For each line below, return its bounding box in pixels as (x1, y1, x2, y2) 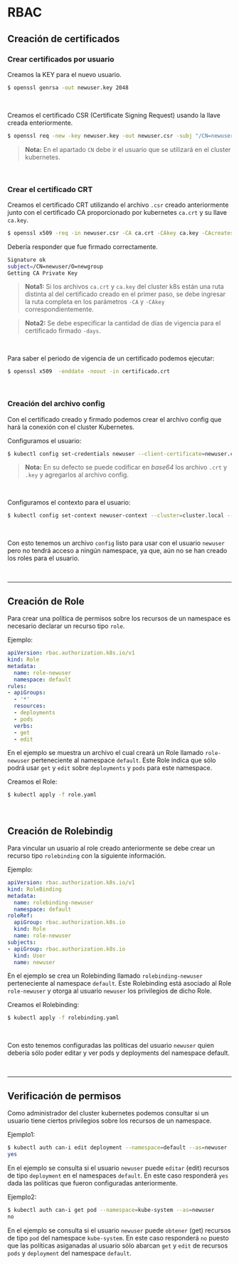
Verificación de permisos (7, 1090, 122, 1102)
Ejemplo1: (7, 1131, 36, 1139)
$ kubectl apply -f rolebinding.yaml (7, 1014, 119, 1021)
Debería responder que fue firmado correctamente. (7, 242, 158, 251)
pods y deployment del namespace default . (7, 1248, 132, 1257)
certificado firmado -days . (24, 326, 101, 335)
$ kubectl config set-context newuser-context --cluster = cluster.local (7, 512, 224, 520)
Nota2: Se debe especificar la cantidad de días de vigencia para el (24, 319, 221, 328)
